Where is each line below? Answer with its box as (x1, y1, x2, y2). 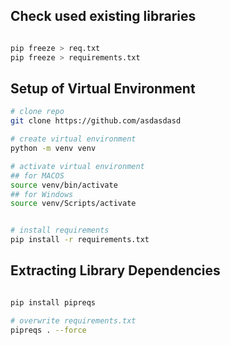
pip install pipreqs (10, 297, 97, 308)
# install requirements (10, 225, 110, 236)
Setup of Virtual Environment (10, 80, 196, 97)
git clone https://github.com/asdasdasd (10, 116, 182, 126)
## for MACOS (10, 170, 65, 181)
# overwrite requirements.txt (10, 315, 137, 326)
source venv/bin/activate (10, 180, 118, 190)
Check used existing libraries (10, 8, 197, 25)
